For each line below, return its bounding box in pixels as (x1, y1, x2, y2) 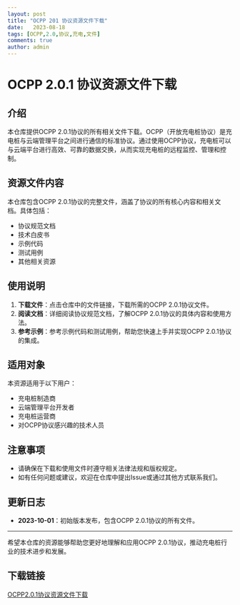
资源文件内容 (7, 177, 64, 189)
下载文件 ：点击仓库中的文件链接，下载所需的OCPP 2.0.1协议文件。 (17, 300, 213, 309)
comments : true (7, 37, 53, 44)
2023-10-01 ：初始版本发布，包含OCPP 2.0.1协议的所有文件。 (17, 517, 199, 525)
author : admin (7, 44, 50, 51)
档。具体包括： (7, 206, 51, 215)
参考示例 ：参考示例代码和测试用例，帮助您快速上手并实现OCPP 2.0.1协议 (17, 327, 232, 335)
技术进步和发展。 (19, 547, 70, 556)
